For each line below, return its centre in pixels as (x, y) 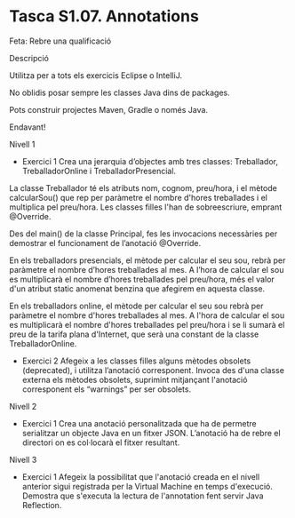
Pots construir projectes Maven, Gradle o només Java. (109, 109)
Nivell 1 (22, 144)
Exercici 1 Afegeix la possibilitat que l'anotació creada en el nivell (141, 476)
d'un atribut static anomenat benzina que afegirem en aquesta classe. (137, 288)
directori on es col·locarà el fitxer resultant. (101, 442)
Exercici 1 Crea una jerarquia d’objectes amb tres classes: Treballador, (150, 161)
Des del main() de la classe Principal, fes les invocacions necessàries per (144, 234)
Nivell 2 (23, 406)
